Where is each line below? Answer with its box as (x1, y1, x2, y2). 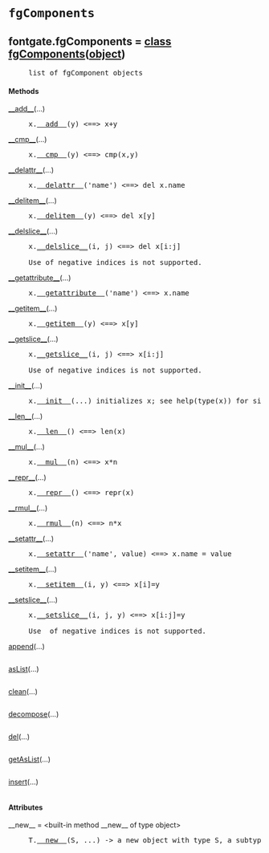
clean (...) (8, 687, 39, 697)
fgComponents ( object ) (8, 47, 126, 61)
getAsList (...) (8, 754, 51, 764)
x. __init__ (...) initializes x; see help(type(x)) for (28, 396, 249, 406)
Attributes (8, 802, 43, 812)
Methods (8, 86, 39, 95)
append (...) (8, 642, 46, 652)
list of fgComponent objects (28, 68, 143, 77)
